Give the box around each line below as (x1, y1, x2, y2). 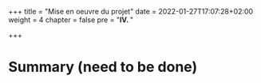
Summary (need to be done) (8, 58, 198, 76)
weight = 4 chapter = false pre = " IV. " (8, 15, 134, 25)
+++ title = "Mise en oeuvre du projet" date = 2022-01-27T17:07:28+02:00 (8, 7, 254, 16)
